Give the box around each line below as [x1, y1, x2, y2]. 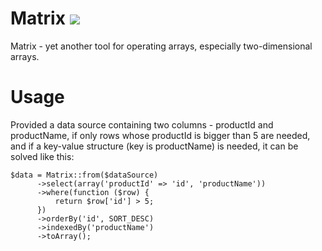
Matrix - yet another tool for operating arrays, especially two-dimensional [10, 40, 313, 52]
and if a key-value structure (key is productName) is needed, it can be [10, 140, 299, 152]
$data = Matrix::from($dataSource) [10, 170, 159, 180]
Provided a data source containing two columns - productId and [10, 118, 274, 131]
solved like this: [10, 150, 75, 162]
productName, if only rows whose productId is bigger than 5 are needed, [10, 129, 311, 141]
